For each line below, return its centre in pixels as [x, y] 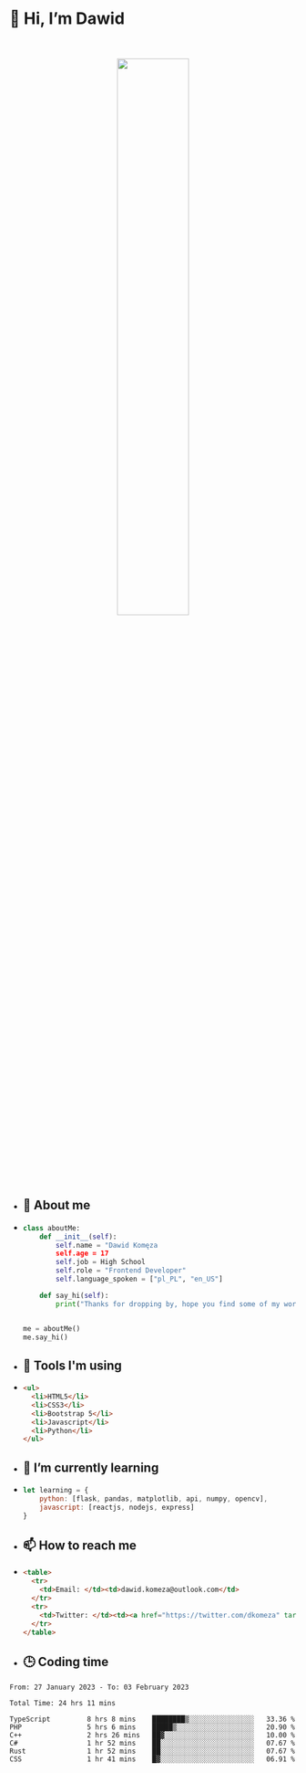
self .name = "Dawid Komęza [107, 1245]
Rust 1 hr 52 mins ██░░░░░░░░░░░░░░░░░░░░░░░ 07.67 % [153, 1752]
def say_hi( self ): [74, 1295]
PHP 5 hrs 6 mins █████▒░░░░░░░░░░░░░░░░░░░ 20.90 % [153, 1727]
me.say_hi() [45, 1337]
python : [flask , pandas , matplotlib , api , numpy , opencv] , [154, 1499]
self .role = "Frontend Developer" [121, 1271]
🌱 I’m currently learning [91, 1467]
